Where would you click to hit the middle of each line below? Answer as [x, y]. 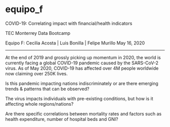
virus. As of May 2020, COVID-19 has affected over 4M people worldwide [82, 68]
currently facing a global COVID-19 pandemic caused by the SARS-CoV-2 [82, 63]
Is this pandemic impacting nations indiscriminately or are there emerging [82, 83]
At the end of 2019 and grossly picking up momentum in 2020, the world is [83, 57]
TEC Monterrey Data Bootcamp [38, 33]
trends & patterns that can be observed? [47, 89]
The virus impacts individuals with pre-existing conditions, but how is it [79, 98]
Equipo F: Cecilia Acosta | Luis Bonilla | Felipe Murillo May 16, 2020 [75, 43]
